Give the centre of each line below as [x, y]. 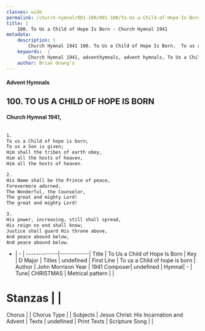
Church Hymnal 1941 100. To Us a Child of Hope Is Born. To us [112, 46]
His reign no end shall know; [45, 225]
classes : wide [24, 12]
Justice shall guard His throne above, [57, 231]
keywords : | [34, 52]
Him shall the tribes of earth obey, [54, 152]
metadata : [19, 35]
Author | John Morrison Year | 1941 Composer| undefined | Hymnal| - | [103, 267]
